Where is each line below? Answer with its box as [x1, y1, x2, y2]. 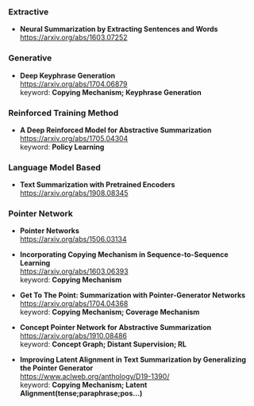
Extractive [8, 6, 49, 17]
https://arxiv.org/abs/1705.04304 [19, 133, 129, 143]
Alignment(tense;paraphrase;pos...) [19, 389, 143, 398]
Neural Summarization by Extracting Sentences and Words [19, 25, 218, 34]
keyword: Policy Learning [19, 142, 105, 151]
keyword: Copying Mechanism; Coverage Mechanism [19, 308, 200, 317]
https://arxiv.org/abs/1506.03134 [19, 235, 127, 244]
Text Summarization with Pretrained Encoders [19, 180, 175, 190]
